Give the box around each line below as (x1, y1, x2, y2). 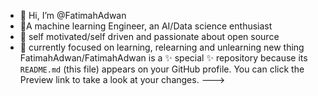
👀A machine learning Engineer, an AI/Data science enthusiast (19, 20, 273, 32)
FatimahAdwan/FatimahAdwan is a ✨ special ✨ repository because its (19, 52, 308, 64)
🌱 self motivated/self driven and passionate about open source (19, 31, 280, 42)
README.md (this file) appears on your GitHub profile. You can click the (19, 63, 305, 75)
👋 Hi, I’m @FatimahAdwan (19, 10, 127, 21)
